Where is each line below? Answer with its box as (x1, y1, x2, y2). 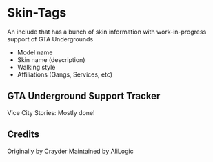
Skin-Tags (7, 5, 67, 21)
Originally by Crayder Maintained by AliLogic (7, 147, 134, 155)
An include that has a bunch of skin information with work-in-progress (7, 28, 207, 36)
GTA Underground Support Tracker (7, 90, 161, 102)
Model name (17, 48, 53, 57)
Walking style (17, 63, 56, 71)
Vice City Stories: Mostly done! (7, 108, 95, 117)
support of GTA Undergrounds (7, 34, 94, 43)
